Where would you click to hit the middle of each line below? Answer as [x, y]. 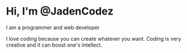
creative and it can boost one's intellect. [54, 45]
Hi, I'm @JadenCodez [60, 11]
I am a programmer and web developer [53, 27]
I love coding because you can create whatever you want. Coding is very [94, 38]
